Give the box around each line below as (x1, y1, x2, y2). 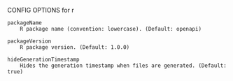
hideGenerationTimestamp (7, 56, 80, 63)
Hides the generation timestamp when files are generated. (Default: (20, 62, 227, 69)
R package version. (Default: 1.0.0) (20, 44, 130, 51)
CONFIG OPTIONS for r (7, 6, 75, 14)
